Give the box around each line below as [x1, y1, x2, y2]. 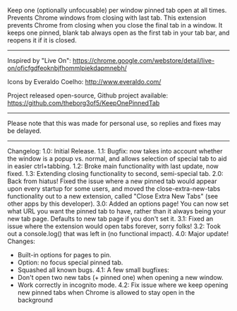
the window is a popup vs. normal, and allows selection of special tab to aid [7, 155, 227, 163]
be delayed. [7, 127, 42, 135]
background [17, 296, 53, 304]
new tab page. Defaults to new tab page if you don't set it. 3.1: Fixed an [7, 215, 214, 223]
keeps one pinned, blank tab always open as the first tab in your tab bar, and [7, 28, 230, 37]
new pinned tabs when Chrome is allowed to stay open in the [17, 288, 195, 296]
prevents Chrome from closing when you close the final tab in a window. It [7, 21, 223, 29]
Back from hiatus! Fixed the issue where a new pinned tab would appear [7, 177, 217, 185]
